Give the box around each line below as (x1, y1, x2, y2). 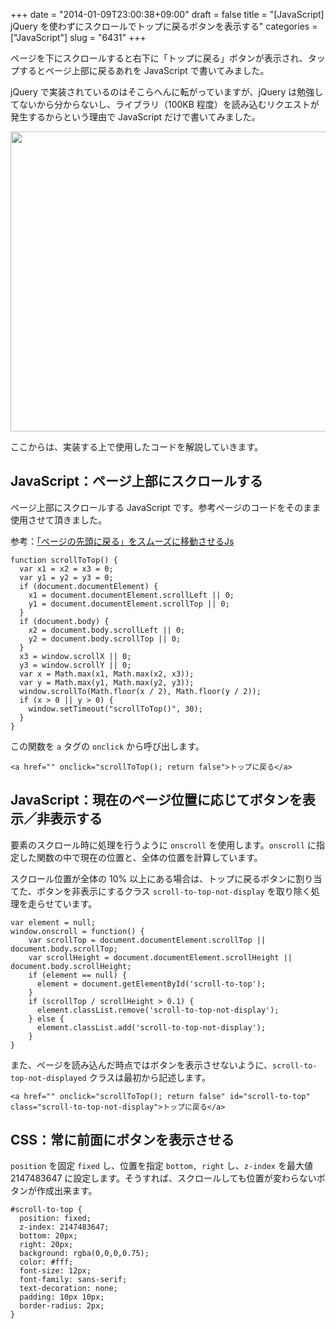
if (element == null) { (28, 970, 128, 980)
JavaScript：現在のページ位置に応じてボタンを (10, 792, 303, 809)
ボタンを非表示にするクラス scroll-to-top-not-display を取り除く (36, 885, 312, 897)
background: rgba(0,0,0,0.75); (19, 1249, 150, 1259)
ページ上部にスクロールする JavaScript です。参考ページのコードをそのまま (10, 501, 322, 513)
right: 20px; (19, 1240, 74, 1250)
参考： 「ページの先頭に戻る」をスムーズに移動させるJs (10, 535, 235, 547)
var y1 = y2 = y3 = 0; (19, 572, 114, 583)
